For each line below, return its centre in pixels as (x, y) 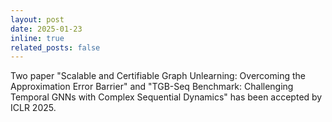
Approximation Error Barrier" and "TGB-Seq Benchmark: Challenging (152, 87)
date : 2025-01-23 (46, 29)
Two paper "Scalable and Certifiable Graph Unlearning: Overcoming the (158, 76)
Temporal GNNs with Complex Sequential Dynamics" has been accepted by (166, 97)
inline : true (37, 38)
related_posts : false (55, 47)
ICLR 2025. (33, 108)
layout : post (37, 19)
